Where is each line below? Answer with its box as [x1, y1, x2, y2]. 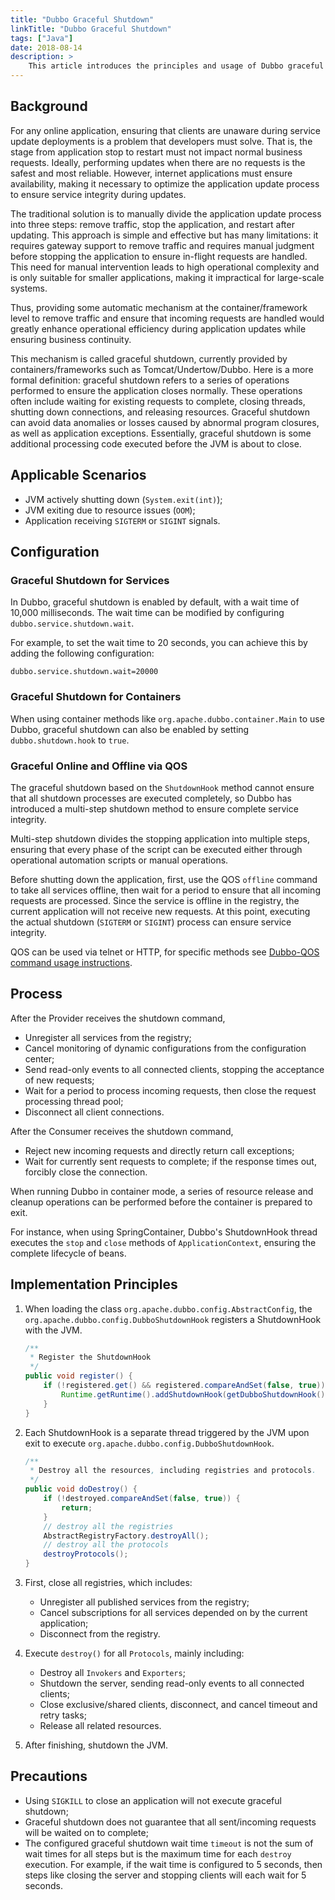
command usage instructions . [10, 956, 133, 968]
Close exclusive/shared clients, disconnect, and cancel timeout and [39, 1699, 318, 1711]
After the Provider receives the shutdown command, [10, 1012, 226, 1024]
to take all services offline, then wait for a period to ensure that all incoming [10, 884, 321, 896]
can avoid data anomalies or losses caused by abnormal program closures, [10, 416, 320, 428]
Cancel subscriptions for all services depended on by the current [39, 1607, 308, 1619]
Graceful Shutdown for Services [10, 573, 170, 587]
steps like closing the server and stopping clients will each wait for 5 [24, 1869, 307, 1881]
